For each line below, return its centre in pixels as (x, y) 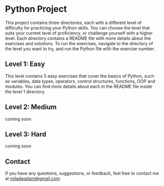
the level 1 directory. (25, 91)
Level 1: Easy (25, 64)
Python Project (36, 9)
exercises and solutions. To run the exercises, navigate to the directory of (79, 43)
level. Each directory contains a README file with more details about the (78, 38)
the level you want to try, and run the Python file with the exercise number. (80, 49)
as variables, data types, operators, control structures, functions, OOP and (80, 81)
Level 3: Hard (26, 134)
